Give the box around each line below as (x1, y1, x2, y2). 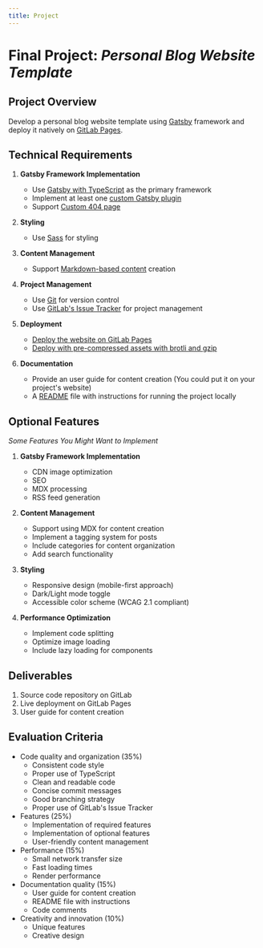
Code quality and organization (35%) (19, 752, 143, 761)
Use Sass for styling (31, 233, 99, 243)
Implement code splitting (31, 629, 115, 638)
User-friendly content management (31, 837, 149, 846)
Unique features (31, 922, 86, 931)
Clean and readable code (31, 777, 116, 787)
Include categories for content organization (31, 541, 176, 550)
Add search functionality (31, 549, 114, 559)
